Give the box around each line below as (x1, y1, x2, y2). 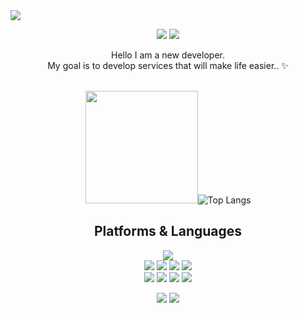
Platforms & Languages (93, 223, 243, 240)
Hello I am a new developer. (111, 49, 225, 61)
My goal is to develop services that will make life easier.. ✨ (47, 60, 289, 71)
